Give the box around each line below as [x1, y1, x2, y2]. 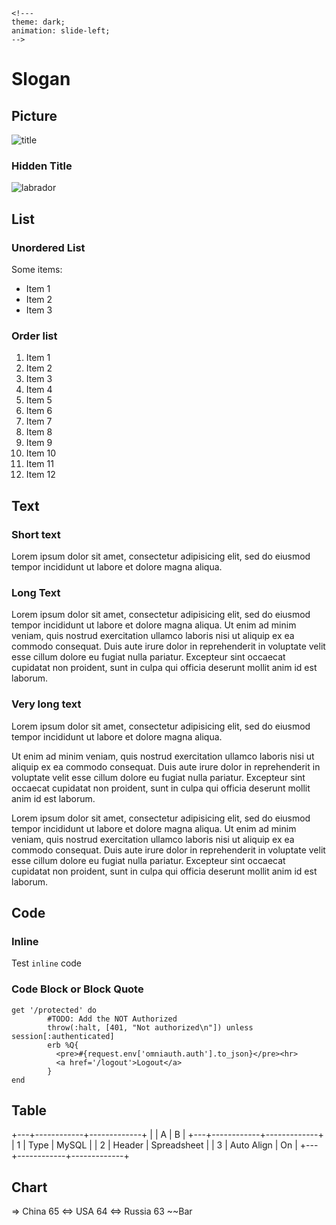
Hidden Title [11, 159, 73, 173]
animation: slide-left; [11, 26, 111, 36]
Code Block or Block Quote [11, 982, 144, 996]
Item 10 [25, 447, 57, 459]
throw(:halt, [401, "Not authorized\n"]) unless [47, 1022, 254, 1033]
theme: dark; [11, 17, 66, 27]
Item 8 [25, 426, 53, 438]
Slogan [11, 68, 71, 91]
